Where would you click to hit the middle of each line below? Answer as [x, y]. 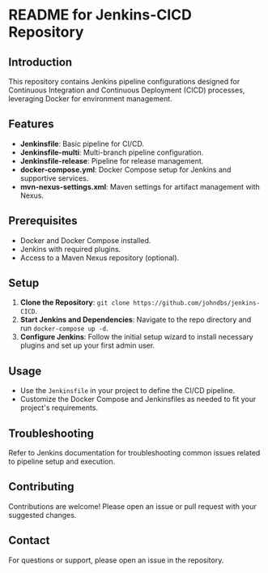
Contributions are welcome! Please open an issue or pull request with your [133, 506]
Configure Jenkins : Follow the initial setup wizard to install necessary [136, 337]
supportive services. [54, 178]
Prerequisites [43, 221]
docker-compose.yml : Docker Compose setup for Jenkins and [125, 169]
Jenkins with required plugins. [70, 249]
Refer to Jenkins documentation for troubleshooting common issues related [134, 453]
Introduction [40, 62]
